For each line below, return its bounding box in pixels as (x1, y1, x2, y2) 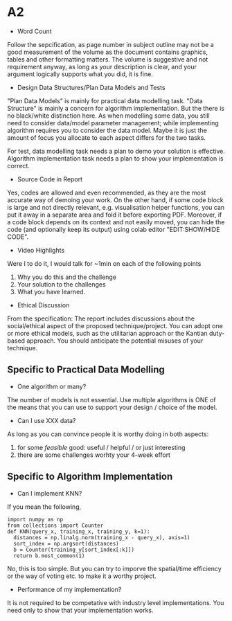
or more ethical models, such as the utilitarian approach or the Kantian (7, 329, 208, 337)
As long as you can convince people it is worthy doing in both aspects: (7, 430, 209, 438)
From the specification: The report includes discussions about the (7, 314, 195, 323)
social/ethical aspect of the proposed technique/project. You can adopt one (7, 321, 223, 330)
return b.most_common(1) (13, 552, 85, 559)
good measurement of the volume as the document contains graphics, (7, 48, 208, 56)
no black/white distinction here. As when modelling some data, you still (7, 111, 210, 120)
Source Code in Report (17, 174, 83, 183)
